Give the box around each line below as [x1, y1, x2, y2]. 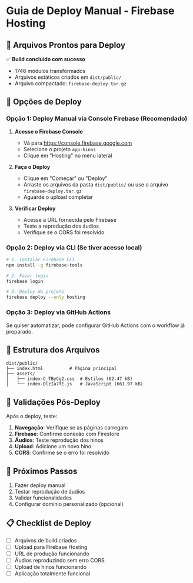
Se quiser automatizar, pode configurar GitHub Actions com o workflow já [6, 322, 185, 329]
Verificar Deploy [14, 205, 56, 212]
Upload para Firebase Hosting [14, 543, 88, 551]
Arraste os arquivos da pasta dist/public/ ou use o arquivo [23, 181, 169, 188]
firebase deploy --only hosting [6, 294, 85, 301]
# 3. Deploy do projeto [6, 289, 65, 295]
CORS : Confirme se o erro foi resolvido [14, 449, 110, 457]
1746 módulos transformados [14, 68, 86, 74]
